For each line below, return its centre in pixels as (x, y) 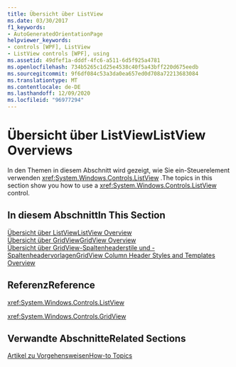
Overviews (40, 151)
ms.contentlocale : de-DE (44, 87)
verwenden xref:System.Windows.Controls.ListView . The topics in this (110, 177)
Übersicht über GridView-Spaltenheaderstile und (79, 247)
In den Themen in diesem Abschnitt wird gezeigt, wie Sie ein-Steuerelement (119, 170)
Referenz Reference (52, 285)
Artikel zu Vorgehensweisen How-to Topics (70, 356)
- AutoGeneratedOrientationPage (55, 34)
